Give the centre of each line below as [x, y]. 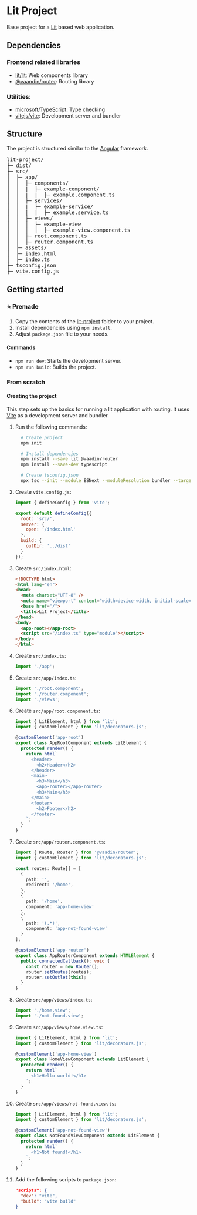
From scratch [26, 382]
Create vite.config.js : [43, 491]
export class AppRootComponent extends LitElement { [81, 743]
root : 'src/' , [38, 518]
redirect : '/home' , [50, 885]
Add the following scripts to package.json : [66, 1180]
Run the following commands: [51, 427]
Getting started [35, 289]
